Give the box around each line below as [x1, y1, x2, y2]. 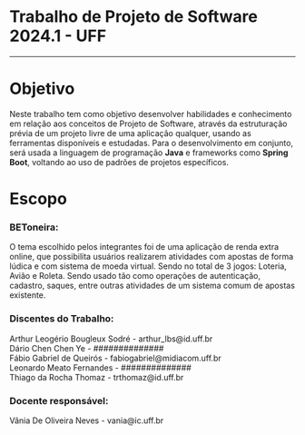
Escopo [9, 189, 68, 210]
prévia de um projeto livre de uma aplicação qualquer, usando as [9, 127, 251, 138]
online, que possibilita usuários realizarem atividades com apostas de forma [9, 252, 294, 262]
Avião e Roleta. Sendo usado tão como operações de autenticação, [9, 271, 261, 282]
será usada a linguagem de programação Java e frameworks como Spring [9, 147, 289, 158]
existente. [9, 290, 46, 301]
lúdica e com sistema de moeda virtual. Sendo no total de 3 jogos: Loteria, [9, 261, 288, 272]
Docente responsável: [9, 394, 109, 407]
